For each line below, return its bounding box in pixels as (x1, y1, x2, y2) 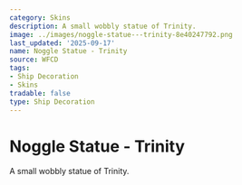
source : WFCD (9, 55, 59, 64)
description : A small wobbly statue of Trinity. (9, 22, 197, 31)
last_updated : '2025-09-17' (9, 38, 116, 48)
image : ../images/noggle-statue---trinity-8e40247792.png (9, 30, 233, 39)
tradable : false (9, 88, 71, 97)
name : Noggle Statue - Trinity (9, 47, 128, 56)
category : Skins (9, 13, 71, 23)
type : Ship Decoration (9, 97, 95, 106)
